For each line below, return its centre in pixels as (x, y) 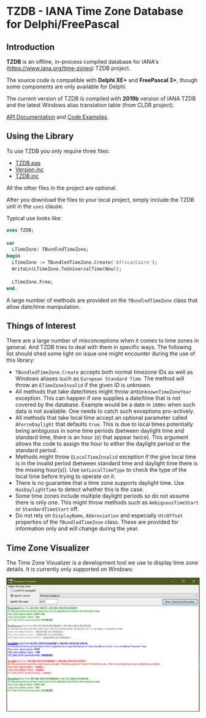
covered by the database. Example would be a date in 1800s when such (105, 405)
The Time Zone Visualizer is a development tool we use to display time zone (102, 563)
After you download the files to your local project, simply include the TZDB (100, 199)
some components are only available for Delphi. (67, 87)
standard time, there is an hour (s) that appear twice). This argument (102, 438)
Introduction (31, 47)
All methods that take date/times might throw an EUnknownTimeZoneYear (103, 392)
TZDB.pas (28, 163)
